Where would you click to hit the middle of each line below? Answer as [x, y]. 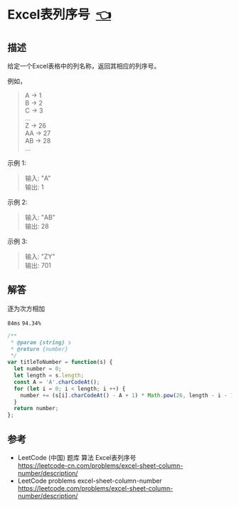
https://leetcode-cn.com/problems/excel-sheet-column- [100, 466]
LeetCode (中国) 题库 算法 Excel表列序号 [77, 458]
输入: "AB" [40, 217]
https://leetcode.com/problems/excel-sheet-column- [95, 488]
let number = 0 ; [38, 369]
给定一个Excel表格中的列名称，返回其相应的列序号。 [84, 66]
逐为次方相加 [26, 308]
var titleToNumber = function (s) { [60, 362]
